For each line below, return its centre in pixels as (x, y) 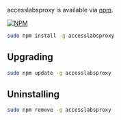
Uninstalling (33, 94)
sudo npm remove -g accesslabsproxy (59, 110)
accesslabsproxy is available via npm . (60, 10)
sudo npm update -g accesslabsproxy (59, 73)
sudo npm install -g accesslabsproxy (61, 36)
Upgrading (30, 57)
